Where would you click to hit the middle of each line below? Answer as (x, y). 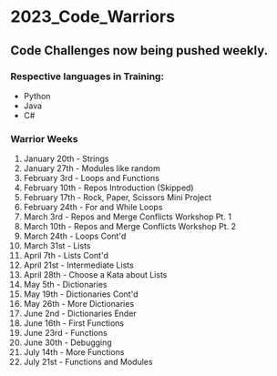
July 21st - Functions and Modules (88, 362)
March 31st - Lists (57, 246)
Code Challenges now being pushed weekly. (139, 51)
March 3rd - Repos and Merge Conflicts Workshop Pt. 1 (127, 217)
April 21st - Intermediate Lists (79, 265)
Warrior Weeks (44, 138)
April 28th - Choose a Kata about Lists (95, 275)
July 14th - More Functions (74, 352)
